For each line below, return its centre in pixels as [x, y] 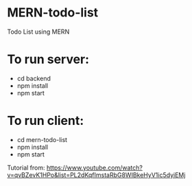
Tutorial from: [26, 167]
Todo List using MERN [38, 32]
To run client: [46, 121]
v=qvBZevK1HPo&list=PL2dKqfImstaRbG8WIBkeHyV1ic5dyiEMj [96, 175]
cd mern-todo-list [42, 139]
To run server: [48, 59]
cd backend [34, 78]
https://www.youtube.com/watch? [94, 167]
